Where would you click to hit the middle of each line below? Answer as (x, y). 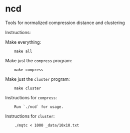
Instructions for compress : (31, 97)
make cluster (28, 88)
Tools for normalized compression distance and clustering (65, 23)
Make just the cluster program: (37, 79)
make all (23, 51)
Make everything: (23, 42)
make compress (29, 70)
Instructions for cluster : (30, 116)
